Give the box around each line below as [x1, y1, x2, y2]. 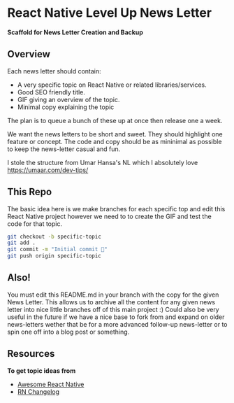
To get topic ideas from [7, 366, 76, 375]
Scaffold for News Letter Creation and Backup [7, 28, 143, 36]
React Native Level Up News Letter [7, 5, 212, 21]
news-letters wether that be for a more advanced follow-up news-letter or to [7, 320, 228, 328]
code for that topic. [7, 219, 63, 228]
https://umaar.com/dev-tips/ [7, 166, 89, 174]
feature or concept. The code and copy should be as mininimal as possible [7, 137, 222, 146]
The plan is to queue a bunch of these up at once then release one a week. [7, 116, 223, 125]
